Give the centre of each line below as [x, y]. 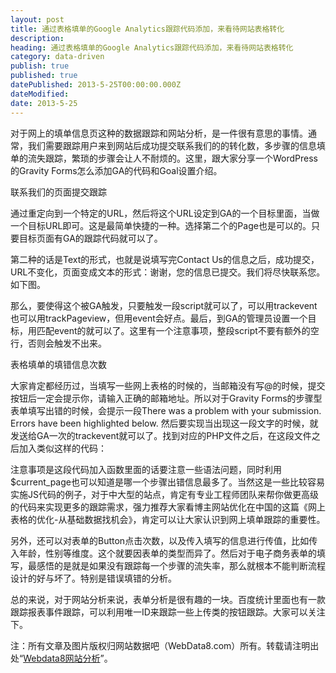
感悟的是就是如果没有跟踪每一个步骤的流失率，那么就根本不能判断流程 [181, 565]
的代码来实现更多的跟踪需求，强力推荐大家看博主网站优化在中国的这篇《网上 [168, 507]
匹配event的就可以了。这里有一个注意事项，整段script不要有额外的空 [178, 330]
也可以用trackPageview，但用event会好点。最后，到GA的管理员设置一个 [159, 318]
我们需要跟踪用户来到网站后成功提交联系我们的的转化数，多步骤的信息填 [176, 145]
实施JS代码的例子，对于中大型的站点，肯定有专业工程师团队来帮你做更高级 [164, 494]
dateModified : [40, 94]
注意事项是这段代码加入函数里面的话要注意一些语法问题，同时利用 [146, 469]
